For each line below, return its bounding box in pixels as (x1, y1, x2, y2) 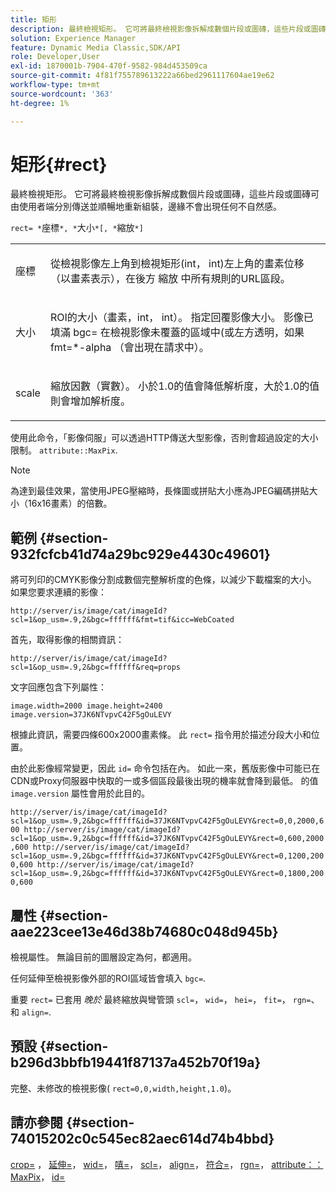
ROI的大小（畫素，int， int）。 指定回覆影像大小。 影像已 (49, 311, 314, 325)
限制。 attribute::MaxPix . (10, 444, 118, 456)
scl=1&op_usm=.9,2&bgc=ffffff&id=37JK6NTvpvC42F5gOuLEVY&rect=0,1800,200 (10, 869, 325, 879)
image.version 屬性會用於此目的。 (10, 787, 151, 800)
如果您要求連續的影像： (10, 586, 107, 598)
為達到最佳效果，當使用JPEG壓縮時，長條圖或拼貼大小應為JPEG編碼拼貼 (10, 485, 310, 497)
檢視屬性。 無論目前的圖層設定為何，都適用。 (10, 951, 197, 963)
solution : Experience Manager (10, 33, 137, 43)
